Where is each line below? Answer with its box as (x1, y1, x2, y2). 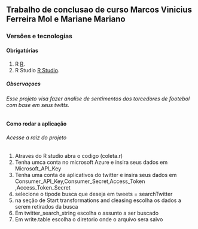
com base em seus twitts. (6, 102, 70, 109)
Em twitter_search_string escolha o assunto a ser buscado (14, 209, 159, 217)
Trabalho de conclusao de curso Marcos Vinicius (6, 5, 193, 15)
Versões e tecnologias (6, 32, 73, 41)
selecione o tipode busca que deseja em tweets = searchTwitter (14, 191, 173, 198)
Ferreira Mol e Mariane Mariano (6, 14, 126, 25)
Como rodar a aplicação (6, 120, 67, 127)
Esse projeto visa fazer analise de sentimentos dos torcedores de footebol (6, 95, 190, 102)
